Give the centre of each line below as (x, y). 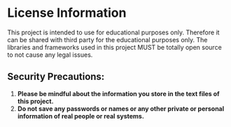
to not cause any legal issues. (50, 55)
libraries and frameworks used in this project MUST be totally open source (114, 47)
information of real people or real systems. (81, 116)
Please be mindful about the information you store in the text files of (118, 93)
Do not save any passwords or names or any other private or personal (121, 108)
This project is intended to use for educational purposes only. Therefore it (113, 32)
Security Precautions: (56, 77)
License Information (67, 13)
